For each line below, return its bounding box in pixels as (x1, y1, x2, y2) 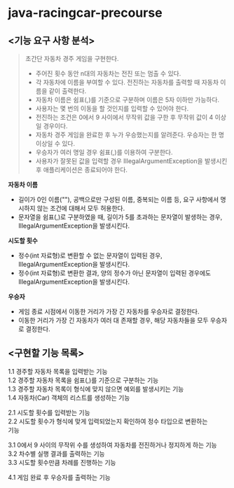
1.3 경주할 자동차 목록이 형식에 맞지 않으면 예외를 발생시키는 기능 (8, 384, 184, 393)
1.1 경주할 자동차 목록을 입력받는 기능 (8, 367, 108, 375)
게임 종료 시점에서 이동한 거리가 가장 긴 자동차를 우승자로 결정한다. (18, 307, 200, 316)
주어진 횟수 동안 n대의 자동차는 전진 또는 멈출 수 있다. (35, 69, 181, 78)
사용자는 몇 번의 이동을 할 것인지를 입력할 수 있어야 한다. (35, 104, 189, 113)
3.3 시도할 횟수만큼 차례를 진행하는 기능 (8, 458, 116, 466)
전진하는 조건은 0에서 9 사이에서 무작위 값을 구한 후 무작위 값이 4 (35, 113, 214, 121)
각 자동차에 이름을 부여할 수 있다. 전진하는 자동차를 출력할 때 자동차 (35, 78, 219, 86)
